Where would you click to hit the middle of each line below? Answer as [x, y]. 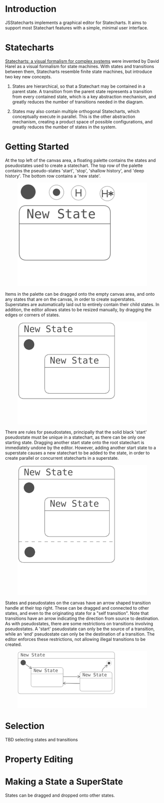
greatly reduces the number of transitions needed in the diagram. [78, 102]
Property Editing [39, 759]
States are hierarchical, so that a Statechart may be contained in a [79, 86]
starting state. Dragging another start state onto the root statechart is [75, 442]
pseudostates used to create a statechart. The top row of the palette [74, 165]
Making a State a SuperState [64, 781]
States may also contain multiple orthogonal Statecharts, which [76, 111]
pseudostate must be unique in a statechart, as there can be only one [75, 437]
